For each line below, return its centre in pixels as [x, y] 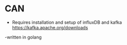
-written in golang [23, 37]
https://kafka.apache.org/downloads [50, 27]
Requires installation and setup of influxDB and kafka [67, 22]
